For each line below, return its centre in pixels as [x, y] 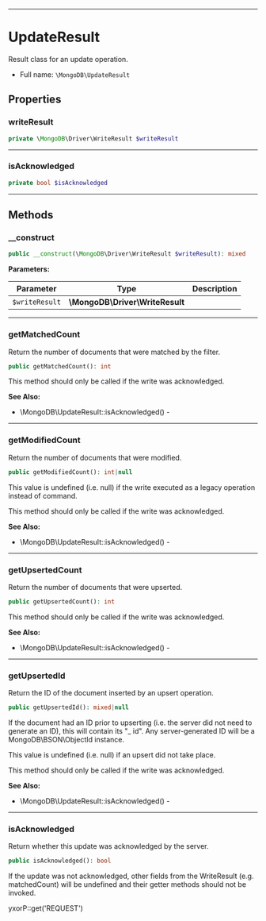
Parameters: [29, 269]
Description [215, 289]
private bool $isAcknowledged [58, 183]
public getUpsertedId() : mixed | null [68, 707]
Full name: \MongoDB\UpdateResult [75, 74]
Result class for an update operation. [68, 59]
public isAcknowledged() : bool [60, 861]
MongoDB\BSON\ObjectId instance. [66, 739]
